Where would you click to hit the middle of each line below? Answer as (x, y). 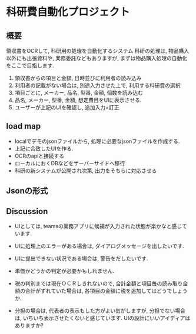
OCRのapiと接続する (39, 156)
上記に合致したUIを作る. (44, 148)
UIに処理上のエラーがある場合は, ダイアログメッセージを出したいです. (99, 246)
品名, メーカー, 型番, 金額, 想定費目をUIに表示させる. (78, 100)
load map (24, 126)
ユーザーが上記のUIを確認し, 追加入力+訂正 (67, 107)
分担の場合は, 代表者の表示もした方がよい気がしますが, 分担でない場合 (100, 311)
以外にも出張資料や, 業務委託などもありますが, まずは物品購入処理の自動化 (97, 58)
